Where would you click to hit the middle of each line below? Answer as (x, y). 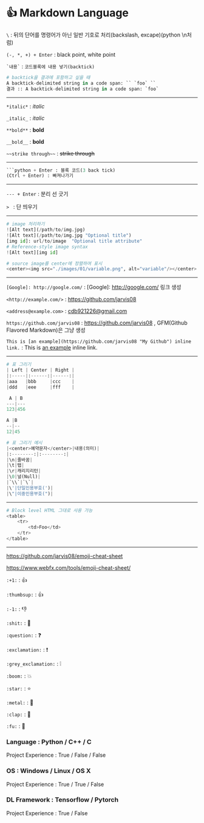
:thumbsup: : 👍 (25, 594)
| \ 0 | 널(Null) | (23, 477)
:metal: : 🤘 (20, 702)
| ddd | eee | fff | (40, 387)
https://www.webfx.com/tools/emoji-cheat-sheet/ (69, 567)
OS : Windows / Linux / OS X (49, 771)
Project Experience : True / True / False (55, 784)
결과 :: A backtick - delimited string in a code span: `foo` (83, 89)
